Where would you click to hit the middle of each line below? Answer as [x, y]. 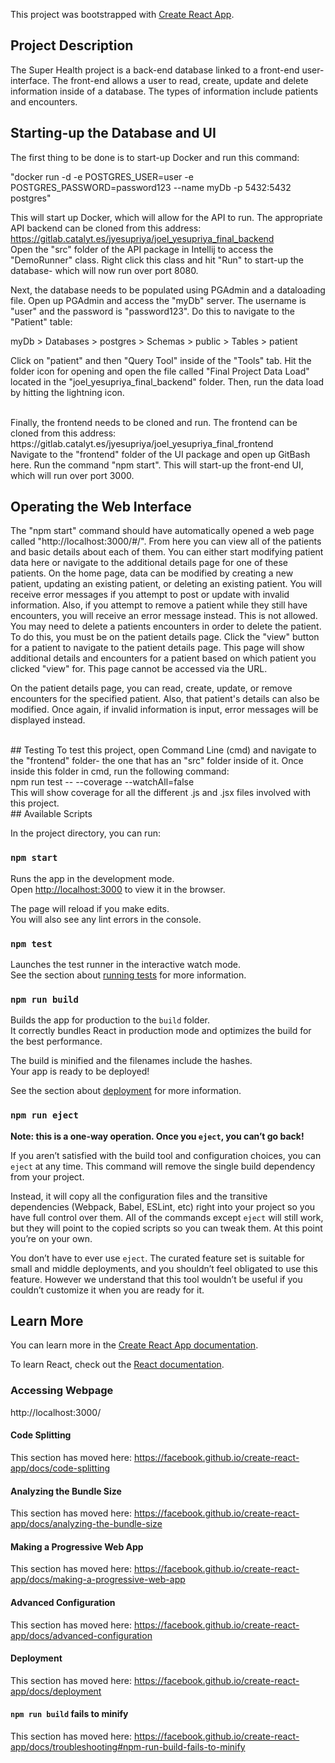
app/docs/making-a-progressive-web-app [98, 1580]
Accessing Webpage [62, 1391]
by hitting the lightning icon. [67, 392]
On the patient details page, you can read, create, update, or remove [151, 688]
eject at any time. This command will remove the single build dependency [163, 1166]
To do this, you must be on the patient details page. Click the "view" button [165, 637]
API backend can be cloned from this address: [106, 228]
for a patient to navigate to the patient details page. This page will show [157, 648]
